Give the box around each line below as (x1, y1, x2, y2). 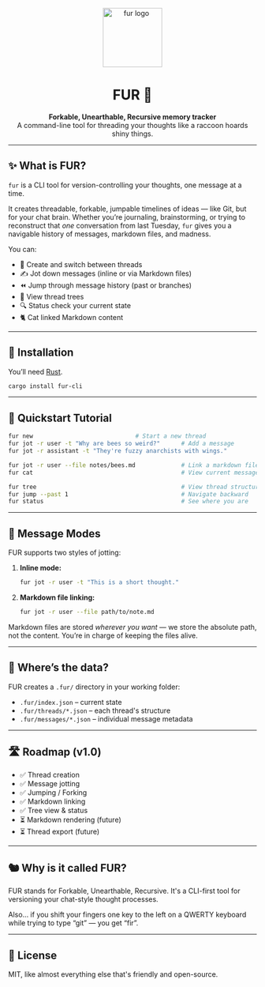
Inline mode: (19, 563, 62, 573)
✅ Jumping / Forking (19, 788, 88, 797)
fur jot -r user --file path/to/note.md (19, 608, 155, 616)
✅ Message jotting (19, 779, 80, 789)
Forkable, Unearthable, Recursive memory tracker (48, 111, 217, 122)
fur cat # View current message (8, 469, 259, 477)
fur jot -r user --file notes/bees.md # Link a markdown (8, 461, 242, 469)
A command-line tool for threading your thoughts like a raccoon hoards (17, 120, 248, 130)
